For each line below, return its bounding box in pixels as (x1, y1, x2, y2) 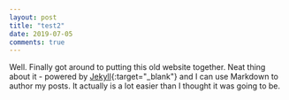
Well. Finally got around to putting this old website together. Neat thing (9, 62, 266, 73)
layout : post (9, 12, 57, 22)
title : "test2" (9, 21, 65, 30)
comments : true (9, 37, 65, 47)
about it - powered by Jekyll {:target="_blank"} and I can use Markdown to (9, 72, 278, 82)
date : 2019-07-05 (9, 29, 73, 38)
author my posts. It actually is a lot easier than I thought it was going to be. (9, 81, 281, 91)
